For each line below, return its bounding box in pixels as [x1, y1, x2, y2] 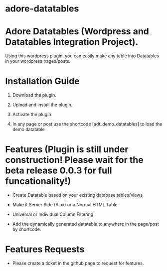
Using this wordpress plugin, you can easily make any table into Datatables [5, 53, 160, 59]
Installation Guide [5, 76, 80, 87]
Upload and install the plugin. [12, 102, 73, 108]
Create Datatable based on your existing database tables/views [12, 192, 143, 198]
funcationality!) [5, 175, 71, 187]
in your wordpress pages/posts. [5, 58, 71, 64]
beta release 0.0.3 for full [5, 165, 112, 176]
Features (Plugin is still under [5, 144, 129, 155]
